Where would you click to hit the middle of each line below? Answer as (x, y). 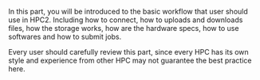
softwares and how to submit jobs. (65, 36)
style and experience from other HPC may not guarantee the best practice (130, 60)
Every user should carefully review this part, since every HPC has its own (128, 52)
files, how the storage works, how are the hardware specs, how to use (124, 28)
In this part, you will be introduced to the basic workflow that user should (128, 11)
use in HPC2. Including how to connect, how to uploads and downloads (126, 20)
